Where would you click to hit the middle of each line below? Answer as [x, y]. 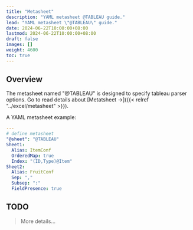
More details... [38, 221]
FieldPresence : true [37, 189]
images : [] [19, 45]
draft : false [22, 39]
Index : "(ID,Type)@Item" [42, 161]
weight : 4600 [22, 50]
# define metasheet [30, 134]
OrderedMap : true [33, 156]
